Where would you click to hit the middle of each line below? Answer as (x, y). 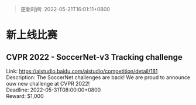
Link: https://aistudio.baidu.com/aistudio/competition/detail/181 (82, 71)
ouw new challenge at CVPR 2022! (48, 84)
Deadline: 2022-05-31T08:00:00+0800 (54, 90)
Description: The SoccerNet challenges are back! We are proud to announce (98, 77)
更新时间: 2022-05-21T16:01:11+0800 (65, 9)
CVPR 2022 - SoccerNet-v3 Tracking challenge (94, 57)
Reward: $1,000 (25, 96)
